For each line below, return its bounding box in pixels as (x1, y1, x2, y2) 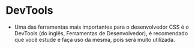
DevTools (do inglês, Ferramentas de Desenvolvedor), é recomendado (14, 29, 188, 36)
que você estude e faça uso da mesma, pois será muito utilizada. (14, 36, 175, 43)
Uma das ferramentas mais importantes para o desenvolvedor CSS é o (14, 23, 190, 30)
